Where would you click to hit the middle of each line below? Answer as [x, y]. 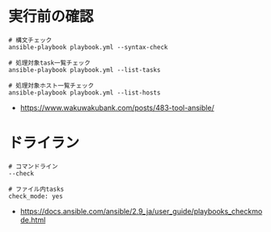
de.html [33, 220]
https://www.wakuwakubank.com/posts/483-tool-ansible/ [117, 108]
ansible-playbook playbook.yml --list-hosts [85, 93]
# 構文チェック [30, 40]
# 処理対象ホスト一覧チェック [51, 86]
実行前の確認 [51, 17]
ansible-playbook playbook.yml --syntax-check [88, 47]
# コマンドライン [33, 167]
